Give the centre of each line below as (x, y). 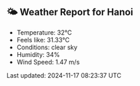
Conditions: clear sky (47, 47)
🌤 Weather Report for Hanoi (70, 12)
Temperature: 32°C (44, 32)
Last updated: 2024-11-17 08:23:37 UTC (64, 75)
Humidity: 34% (38, 54)
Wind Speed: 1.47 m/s (48, 62)
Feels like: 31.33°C (43, 40)
